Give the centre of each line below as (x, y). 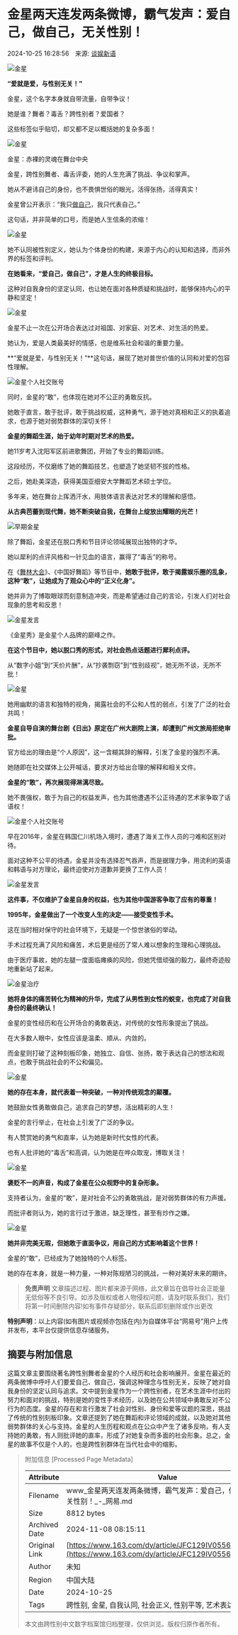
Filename (44, 1495)
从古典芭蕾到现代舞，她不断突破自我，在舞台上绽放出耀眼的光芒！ (103, 511)
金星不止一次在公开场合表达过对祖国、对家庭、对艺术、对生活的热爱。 (110, 327)
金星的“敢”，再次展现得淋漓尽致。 (57, 782)
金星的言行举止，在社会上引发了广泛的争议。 (73, 1122)
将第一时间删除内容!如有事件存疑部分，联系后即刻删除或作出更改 (119, 1306)
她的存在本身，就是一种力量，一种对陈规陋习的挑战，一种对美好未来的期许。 (119, 1273)
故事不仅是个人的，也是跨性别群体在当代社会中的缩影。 (100, 1444)
